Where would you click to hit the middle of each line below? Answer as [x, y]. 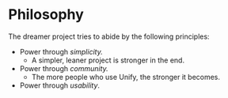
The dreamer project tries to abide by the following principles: [109, 36]
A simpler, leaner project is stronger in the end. [108, 60]
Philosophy [46, 15]
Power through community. [64, 68]
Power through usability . [60, 85]
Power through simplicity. [61, 51]
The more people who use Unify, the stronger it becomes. [125, 77]
